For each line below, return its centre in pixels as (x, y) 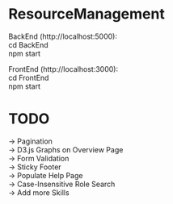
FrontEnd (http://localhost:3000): (63, 69)
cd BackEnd (28, 44)
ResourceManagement (87, 14)
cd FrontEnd (29, 77)
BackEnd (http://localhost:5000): (63, 36)
